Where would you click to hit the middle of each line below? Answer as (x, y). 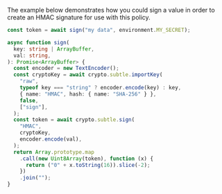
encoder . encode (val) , (51, 139)
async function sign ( (39, 42)
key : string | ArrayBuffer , (54, 49)
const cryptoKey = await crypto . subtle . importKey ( (88, 75)
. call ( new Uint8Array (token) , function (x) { (87, 159)
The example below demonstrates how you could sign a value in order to (111, 10)
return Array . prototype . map (54, 152)
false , (29, 100)
